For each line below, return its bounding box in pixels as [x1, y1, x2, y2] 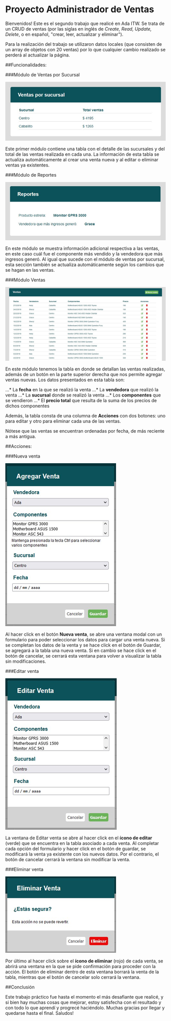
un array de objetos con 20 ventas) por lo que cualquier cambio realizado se [5, 46, 166, 52]
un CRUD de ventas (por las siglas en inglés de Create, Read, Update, [5, 25, 152, 32]
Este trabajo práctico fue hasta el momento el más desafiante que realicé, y [5, 994, 164, 1000]
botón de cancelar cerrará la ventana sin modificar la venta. [5, 857, 131, 863]
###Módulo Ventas [5, 276, 46, 283]
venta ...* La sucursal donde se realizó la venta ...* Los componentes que [5, 392, 161, 398]
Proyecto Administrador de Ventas [5, 4, 154, 15]
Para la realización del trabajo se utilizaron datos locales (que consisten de [5, 41, 162, 47]
